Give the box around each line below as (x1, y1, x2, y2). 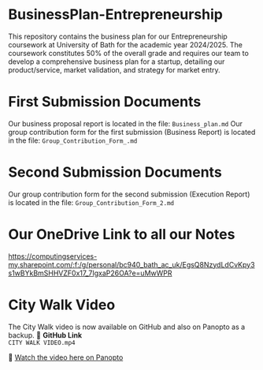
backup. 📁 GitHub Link (8, 330, 83, 340)
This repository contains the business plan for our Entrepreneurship (8, 32, 228, 41)
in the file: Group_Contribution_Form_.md (8, 136, 138, 145)
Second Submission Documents (8, 163, 222, 181)
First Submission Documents (8, 93, 202, 111)
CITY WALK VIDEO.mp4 (8, 338, 76, 346)
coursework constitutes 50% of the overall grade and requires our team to (8, 48, 250, 58)
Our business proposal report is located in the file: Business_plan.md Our (8, 118, 243, 128)
